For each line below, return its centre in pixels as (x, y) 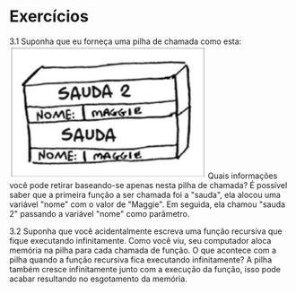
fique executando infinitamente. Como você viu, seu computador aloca (140, 240)
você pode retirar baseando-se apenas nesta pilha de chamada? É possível (148, 185)
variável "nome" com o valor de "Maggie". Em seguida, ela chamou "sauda (147, 204)
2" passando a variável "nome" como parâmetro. (100, 213)
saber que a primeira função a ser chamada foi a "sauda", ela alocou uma (145, 194)
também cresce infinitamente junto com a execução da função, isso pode (145, 269)
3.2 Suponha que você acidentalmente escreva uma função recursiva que (146, 231)
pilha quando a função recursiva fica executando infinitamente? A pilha (141, 259)
